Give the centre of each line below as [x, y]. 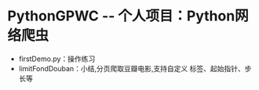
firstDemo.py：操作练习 [57, 59]
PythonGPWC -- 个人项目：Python [121, 16]
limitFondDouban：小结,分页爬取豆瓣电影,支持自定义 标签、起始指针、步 [135, 68]
